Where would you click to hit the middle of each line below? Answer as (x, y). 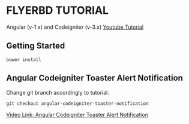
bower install (24, 60)
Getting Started (36, 46)
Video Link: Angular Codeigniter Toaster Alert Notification (77, 114)
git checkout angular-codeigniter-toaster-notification (77, 103)
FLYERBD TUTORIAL (58, 10)
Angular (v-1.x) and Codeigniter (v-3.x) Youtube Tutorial (75, 27)
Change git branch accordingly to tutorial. (58, 92)
